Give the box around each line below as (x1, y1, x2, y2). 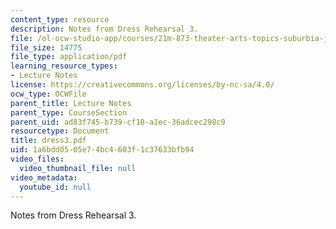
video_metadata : (10, 172, 78, 183)
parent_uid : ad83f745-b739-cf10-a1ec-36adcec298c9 (10, 117, 226, 127)
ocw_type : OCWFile (10, 89, 87, 99)
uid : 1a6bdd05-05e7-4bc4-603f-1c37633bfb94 (10, 145, 195, 155)
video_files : (10, 154, 65, 164)
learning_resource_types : (10, 61, 118, 71)
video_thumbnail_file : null (19, 163, 137, 173)
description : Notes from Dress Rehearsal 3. (10, 24, 199, 34)
